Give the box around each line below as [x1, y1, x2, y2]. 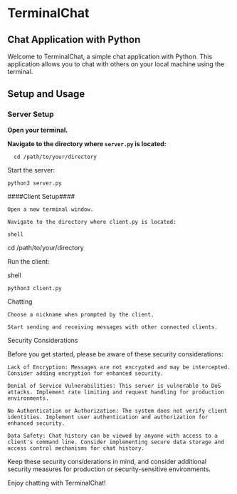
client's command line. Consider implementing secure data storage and [7, 438, 224, 446]
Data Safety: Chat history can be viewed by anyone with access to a [7, 432, 218, 439]
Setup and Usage [7, 88, 85, 101]
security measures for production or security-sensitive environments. [7, 465, 211, 473]
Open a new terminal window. [7, 205, 94, 213]
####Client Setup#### [7, 192, 75, 200]
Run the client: [7, 257, 50, 265]
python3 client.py [7, 284, 62, 292]
